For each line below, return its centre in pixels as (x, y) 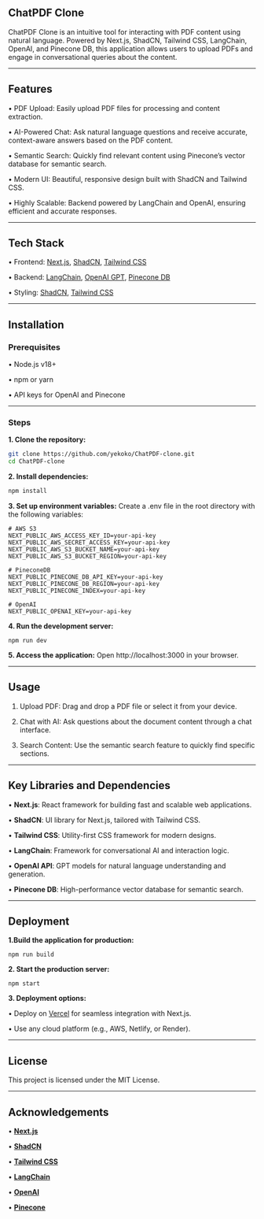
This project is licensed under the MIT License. (84, 1080)
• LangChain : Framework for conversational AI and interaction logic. (119, 850)
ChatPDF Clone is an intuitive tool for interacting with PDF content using (125, 31)
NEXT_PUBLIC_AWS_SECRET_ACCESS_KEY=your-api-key (89, 543)
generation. (27, 874)
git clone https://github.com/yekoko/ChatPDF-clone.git (101, 454)
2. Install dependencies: (48, 476)
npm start (24, 984)
